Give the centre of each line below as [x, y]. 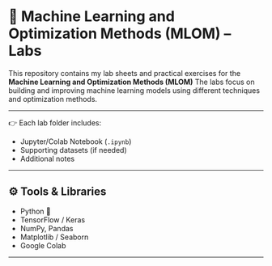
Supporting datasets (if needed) [73, 150]
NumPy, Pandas [47, 228]
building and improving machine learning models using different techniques [134, 90]
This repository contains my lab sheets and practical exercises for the [125, 73]
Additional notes [47, 158]
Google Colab [43, 245]
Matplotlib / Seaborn [54, 237]
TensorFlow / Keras [53, 220]
